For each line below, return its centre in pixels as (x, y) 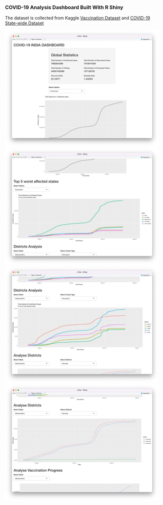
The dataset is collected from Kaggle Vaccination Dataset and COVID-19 (78, 18)
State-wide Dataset (24, 23)
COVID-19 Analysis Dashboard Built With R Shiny (64, 7)
